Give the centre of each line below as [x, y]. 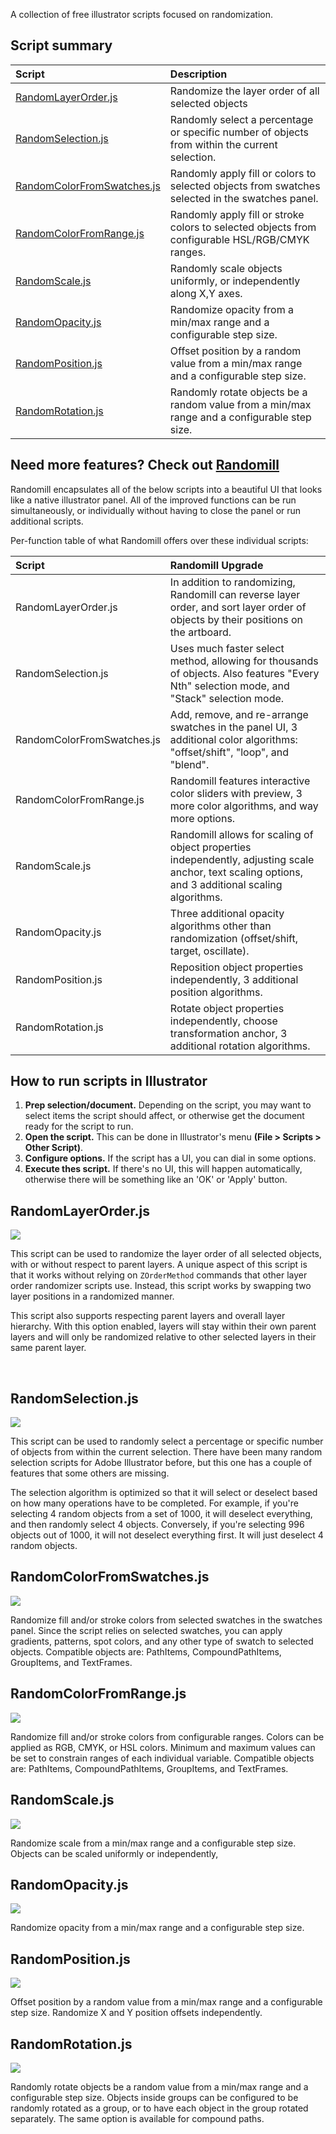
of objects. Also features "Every [244, 673]
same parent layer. [48, 1348]
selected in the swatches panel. [244, 198]
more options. [202, 818]
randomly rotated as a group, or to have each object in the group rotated [159, 2108]
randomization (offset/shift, [234, 938]
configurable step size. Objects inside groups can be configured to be [154, 2097]
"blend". [189, 764]
